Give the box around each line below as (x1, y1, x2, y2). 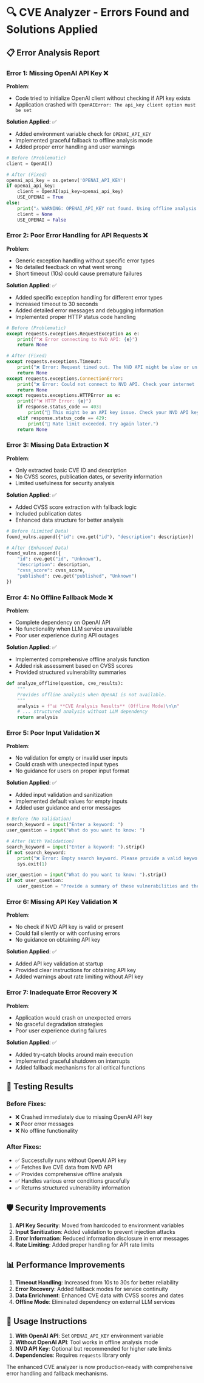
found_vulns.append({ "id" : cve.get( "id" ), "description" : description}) (6, 534, 194, 540)
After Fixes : (6, 1143, 41, 1151)
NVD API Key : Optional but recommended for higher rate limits (15, 1345, 172, 1353)
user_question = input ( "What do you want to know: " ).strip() (6, 872, 167, 878)
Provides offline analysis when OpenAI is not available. (17, 691, 167, 698)
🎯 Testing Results (6, 1082, 74, 1092)
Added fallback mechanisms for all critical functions (15, 1063, 146, 1071)
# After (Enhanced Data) (6, 545, 69, 551)
